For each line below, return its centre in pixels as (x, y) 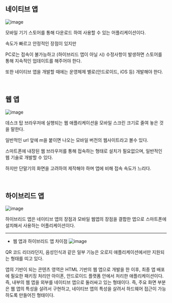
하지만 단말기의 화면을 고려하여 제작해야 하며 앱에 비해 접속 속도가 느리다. (78, 168)
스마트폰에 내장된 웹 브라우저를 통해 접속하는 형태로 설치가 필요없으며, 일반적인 (84, 151)
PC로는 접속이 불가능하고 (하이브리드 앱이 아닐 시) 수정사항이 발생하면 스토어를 (84, 54)
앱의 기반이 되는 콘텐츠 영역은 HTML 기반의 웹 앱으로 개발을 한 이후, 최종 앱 (80, 270)
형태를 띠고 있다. (27, 259)
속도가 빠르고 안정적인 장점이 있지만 (41, 43)
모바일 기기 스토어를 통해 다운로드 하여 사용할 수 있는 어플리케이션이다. (76, 32)
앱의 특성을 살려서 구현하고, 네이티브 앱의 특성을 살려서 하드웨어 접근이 (87, 289)
